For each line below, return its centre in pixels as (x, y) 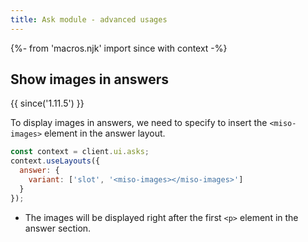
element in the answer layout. (105, 133)
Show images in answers (89, 79)
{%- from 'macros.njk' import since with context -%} (119, 48)
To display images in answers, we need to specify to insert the (139, 123)
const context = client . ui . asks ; (80, 152)
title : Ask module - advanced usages (89, 19)
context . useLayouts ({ (55, 161)
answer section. (58, 228)
